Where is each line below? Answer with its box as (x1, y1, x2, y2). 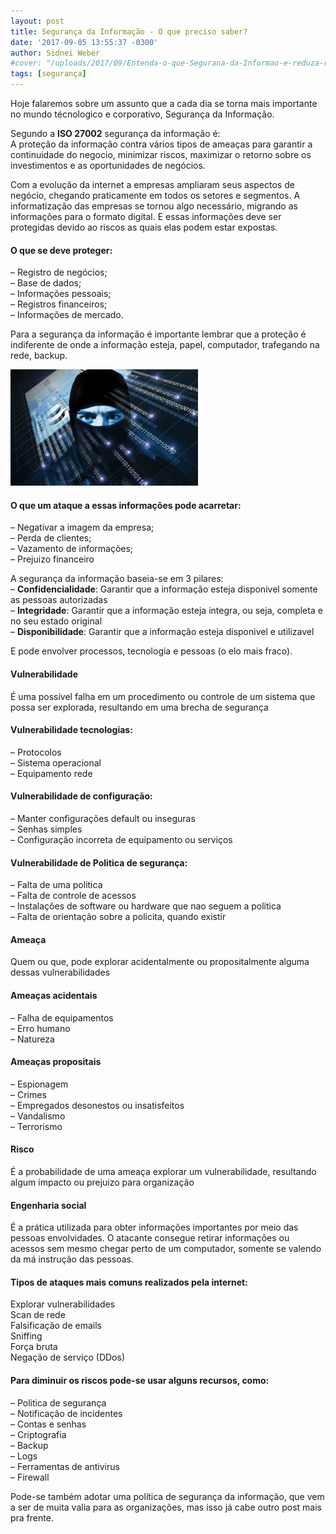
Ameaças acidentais (10, 990, 98, 1002)
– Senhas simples (10, 823, 83, 835)
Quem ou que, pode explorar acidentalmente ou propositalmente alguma (10, 956, 310, 968)
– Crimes (10, 1088, 47, 1100)
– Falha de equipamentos (10, 1011, 114, 1024)
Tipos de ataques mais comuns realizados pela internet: (10, 1276, 248, 1288)
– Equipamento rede (10, 767, 93, 779)
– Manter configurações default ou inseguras (10, 813, 196, 825)
